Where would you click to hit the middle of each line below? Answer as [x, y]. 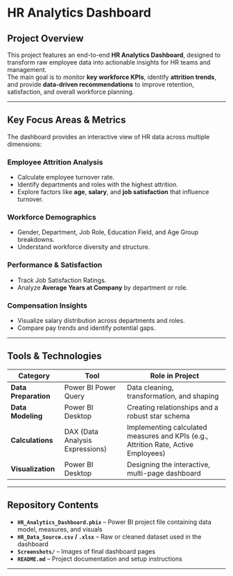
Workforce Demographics [52, 218]
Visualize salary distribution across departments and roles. [101, 321]
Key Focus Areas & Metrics [67, 120]
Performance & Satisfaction [55, 265]
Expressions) [86, 448]
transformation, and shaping [173, 396]
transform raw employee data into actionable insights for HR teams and [109, 62]
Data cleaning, [150, 387]
